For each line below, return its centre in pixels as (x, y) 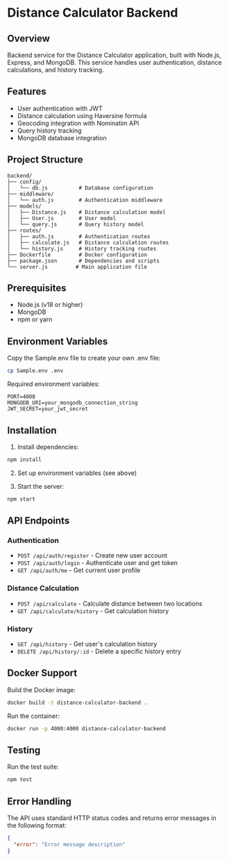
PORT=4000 (22, 397)
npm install (24, 460)
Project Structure (45, 160)
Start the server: (41, 486)
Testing (24, 750)
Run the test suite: (33, 767)
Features (27, 92)
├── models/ (24, 206)
